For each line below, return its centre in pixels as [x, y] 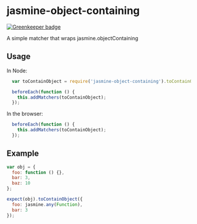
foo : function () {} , [38, 172]
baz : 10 [21, 183]
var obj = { [21, 167]
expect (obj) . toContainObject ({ [45, 199]
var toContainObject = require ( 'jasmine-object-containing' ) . [89, 81]
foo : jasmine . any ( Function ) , [47, 204]
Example [23, 154]
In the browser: [25, 114]
